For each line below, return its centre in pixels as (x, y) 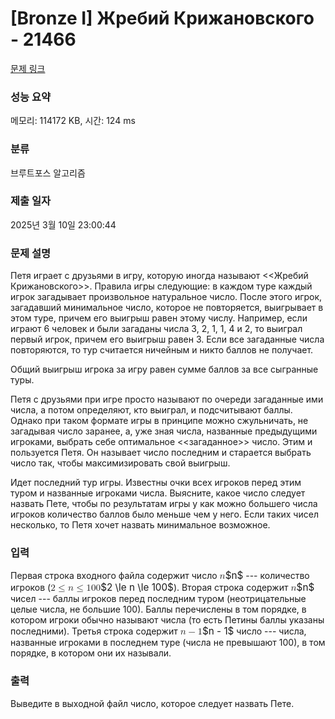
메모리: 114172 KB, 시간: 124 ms (73, 121)
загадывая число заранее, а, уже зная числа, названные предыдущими (164, 431)
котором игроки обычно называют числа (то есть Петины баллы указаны (167, 620)
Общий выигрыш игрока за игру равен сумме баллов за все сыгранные (164, 369)
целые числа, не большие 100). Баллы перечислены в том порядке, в (158, 609)
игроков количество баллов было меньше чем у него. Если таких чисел (164, 514)
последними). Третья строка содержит (94, 631)
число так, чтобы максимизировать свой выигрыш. (120, 463)
